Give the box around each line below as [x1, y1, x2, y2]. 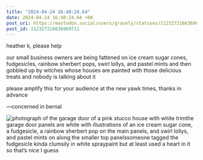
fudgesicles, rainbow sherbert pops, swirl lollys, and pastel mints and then [6, 60, 192, 68]
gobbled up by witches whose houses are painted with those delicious [6, 67, 182, 74]
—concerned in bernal [6, 103, 62, 110]
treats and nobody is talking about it [6, 73, 96, 80]
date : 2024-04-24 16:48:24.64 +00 [6, 14, 94, 21]
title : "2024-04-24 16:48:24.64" [6, 8, 91, 15]
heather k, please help [6, 42, 62, 50]
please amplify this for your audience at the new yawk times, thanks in [6, 85, 182, 92]
